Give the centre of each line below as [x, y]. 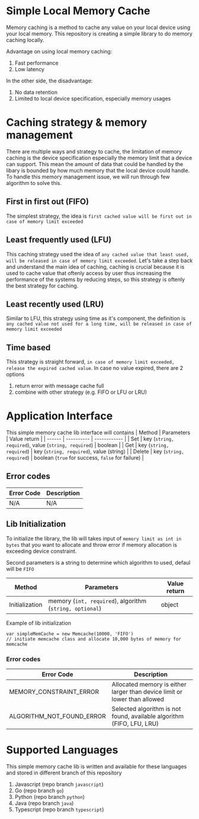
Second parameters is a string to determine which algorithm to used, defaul [98, 562]
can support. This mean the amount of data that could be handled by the [95, 164]
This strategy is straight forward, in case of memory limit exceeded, [90, 362]
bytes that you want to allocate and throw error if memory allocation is [92, 544]
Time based [28, 347]
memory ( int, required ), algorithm [97, 601]
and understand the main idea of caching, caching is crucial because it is [95, 267]
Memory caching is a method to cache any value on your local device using [98, 27]
